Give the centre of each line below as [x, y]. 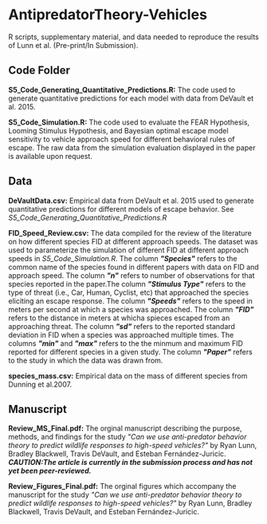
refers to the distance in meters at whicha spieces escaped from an [119, 318]
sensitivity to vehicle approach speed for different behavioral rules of [122, 139]
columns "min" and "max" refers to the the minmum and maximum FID [126, 343]
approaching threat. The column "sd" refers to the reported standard [122, 326]
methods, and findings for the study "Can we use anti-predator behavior [128, 437]
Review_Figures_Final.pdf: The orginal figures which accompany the [122, 486]
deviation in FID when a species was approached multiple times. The [121, 335]
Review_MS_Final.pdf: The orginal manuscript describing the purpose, [125, 428]
